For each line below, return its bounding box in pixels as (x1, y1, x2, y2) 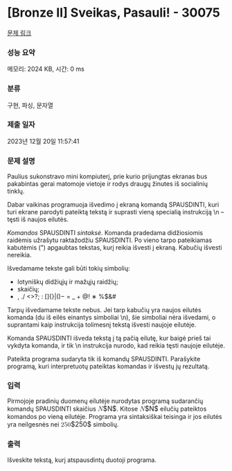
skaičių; (17, 285, 40, 293)
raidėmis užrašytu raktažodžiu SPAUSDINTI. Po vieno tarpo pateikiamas (7, 236, 213, 244)
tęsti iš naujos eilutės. (7, 215, 69, 223)
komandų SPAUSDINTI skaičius (7, 404, 97, 413)
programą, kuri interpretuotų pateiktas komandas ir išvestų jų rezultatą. (7, 362, 210, 370)
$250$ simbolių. (70, 420, 119, 429)
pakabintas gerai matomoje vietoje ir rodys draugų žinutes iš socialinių (7, 180, 208, 188)
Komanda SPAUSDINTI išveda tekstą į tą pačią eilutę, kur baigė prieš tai (7, 334, 211, 343)
